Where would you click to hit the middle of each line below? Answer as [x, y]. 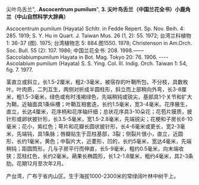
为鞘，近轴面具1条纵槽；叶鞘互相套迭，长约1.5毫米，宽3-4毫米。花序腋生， [98, 104]
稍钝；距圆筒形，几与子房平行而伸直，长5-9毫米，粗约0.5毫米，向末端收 [95, 149]
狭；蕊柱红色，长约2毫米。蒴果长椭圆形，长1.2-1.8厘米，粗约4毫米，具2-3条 [100, 156]
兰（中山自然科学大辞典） [37, 17]
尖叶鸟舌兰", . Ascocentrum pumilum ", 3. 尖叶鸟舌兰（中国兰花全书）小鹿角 [99, 9]
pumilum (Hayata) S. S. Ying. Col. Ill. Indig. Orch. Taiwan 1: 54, [112, 63]
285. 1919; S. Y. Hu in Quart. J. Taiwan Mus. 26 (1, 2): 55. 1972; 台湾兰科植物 [99, 36]
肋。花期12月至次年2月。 [37, 163]
